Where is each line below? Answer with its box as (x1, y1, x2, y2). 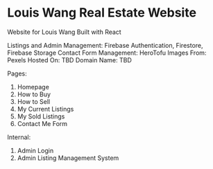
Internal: (7, 133, 31, 141)
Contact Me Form (17, 119, 68, 127)
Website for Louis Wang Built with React (7, 28, 121, 36)
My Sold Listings (17, 112, 65, 121)
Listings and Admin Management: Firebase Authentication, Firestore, (7, 41, 203, 49)
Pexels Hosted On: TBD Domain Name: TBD (7, 55, 132, 64)
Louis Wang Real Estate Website (7, 5, 196, 21)
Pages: (7, 69, 27, 78)
